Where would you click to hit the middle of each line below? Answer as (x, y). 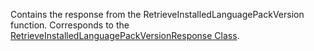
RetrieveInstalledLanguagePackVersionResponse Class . (125, 35)
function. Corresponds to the (70, 25)
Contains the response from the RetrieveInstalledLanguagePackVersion (157, 14)
